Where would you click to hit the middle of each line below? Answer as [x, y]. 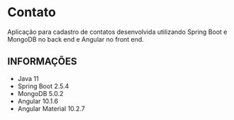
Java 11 [28, 78]
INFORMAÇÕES [42, 62]
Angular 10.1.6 [38, 101]
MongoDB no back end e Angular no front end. [76, 39]
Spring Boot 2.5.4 [43, 86]
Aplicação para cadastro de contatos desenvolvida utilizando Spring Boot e [117, 32]
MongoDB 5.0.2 [40, 93]
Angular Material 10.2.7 [51, 108]
